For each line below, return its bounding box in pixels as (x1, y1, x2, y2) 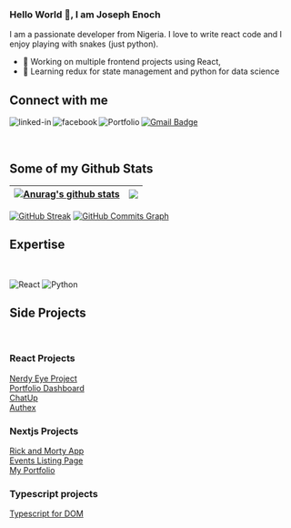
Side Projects (9, 305, 86, 321)
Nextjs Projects (9, 424, 79, 437)
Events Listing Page (9, 455, 84, 466)
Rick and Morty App (9, 446, 85, 457)
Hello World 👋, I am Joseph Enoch (9, 8, 161, 21)
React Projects (9, 352, 75, 365)
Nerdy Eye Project (9, 373, 77, 384)
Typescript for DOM (9, 508, 84, 519)
